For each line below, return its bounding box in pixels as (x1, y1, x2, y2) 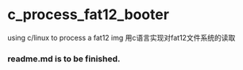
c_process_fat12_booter (7, 6, 170, 24)
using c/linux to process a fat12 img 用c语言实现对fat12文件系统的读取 (7, 33, 236, 42)
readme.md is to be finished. (7, 53, 121, 64)
